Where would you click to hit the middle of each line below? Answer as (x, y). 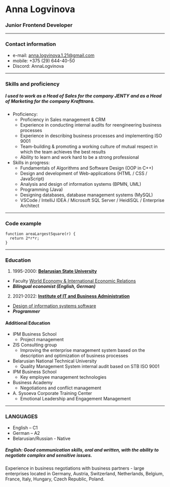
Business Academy (33, 383)
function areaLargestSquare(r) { (40, 234)
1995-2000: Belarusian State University (55, 271)
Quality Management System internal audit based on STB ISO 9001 (90, 367)
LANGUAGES (22, 417)
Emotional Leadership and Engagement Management (75, 399)
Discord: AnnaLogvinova (38, 66)
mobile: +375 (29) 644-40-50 (44, 60)
